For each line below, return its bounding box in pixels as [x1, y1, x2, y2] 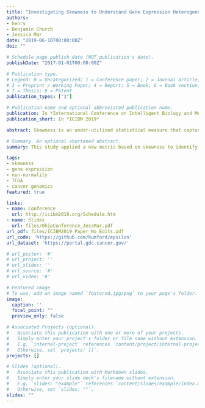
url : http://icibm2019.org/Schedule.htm [12, 212, 116, 218]
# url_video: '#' [6, 273, 51, 280]
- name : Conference [6, 206, 56, 212]
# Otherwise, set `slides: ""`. [6, 386, 95, 392]
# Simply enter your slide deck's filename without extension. [6, 375, 176, 381]
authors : [6, 15, 29, 21]
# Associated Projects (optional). [6, 324, 97, 330]
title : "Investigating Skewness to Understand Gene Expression [6, 9, 171, 15]
